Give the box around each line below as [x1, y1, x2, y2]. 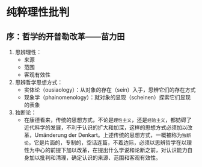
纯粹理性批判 [6, 5, 70, 19]
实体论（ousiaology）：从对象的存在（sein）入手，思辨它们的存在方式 [23, 86, 196, 93]
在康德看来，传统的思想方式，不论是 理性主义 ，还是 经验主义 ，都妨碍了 [23, 116, 192, 124]
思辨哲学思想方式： [14, 79, 63, 86]
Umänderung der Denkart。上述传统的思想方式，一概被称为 [34, 131, 182, 139]
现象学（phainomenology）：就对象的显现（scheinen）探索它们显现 [23, 94, 191, 101]
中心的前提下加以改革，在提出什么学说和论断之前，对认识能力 [34, 147, 188, 154]
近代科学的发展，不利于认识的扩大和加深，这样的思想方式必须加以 [23, 124, 188, 131]
